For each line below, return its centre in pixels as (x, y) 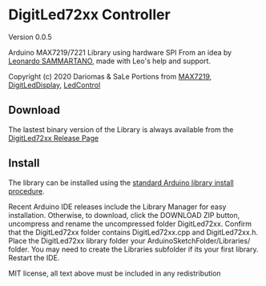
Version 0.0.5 (30, 37)
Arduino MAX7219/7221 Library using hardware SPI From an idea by (120, 52)
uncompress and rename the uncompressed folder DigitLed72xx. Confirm (130, 224)
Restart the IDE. (34, 257)
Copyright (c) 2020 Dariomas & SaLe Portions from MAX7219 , (110, 76)
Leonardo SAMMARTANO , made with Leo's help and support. (109, 61)
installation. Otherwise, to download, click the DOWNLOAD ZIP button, (124, 215)
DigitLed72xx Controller (89, 15)
